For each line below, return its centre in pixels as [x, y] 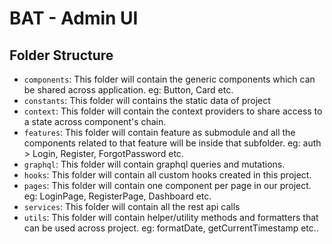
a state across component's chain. [95, 121]
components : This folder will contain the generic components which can [169, 79]
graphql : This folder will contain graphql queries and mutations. [154, 164]
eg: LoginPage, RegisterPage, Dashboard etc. [117, 196]
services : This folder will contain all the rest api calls [132, 206]
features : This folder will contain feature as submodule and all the [159, 132]
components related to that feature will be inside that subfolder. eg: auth [172, 143]
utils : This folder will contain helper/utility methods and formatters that [171, 217]
